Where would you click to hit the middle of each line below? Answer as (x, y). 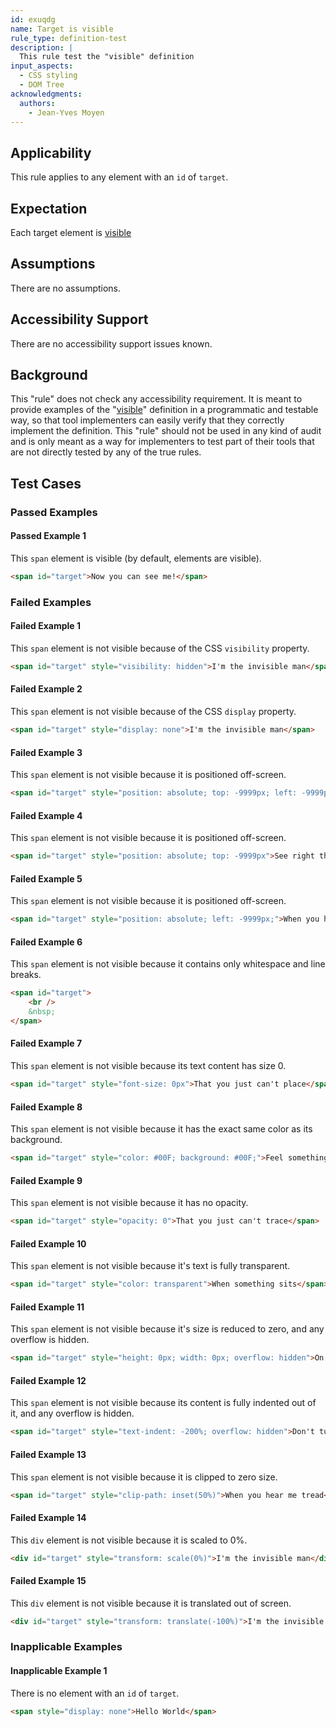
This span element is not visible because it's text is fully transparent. (150, 1266)
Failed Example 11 (47, 1307)
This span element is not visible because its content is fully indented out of (163, 1403)
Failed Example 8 (46, 1107)
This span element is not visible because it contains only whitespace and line (168, 964)
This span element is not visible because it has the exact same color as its (161, 1129)
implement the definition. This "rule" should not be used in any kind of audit (166, 431)
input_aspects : (42, 66)
